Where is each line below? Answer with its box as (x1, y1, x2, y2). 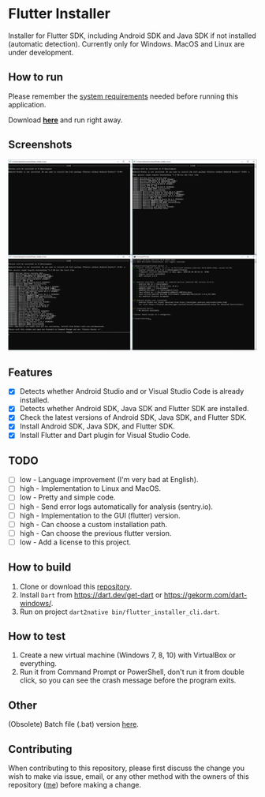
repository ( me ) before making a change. (8, 780, 142, 790)
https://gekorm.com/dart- (164, 589, 248, 600)
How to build (8, 561, 72, 574)
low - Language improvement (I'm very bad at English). (19, 475, 199, 485)
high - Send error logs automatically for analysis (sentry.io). (19, 502, 214, 511)
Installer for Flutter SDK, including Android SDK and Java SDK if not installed (8, 31, 256, 40)
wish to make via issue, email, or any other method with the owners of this (8, 772, 250, 781)
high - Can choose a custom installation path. (19, 519, 168, 529)
